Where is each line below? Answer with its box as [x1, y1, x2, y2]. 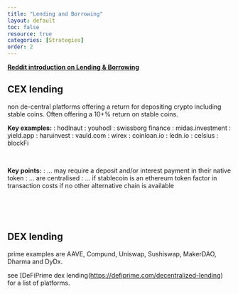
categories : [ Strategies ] [7, 37, 84, 44]
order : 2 [7, 43, 33, 50]
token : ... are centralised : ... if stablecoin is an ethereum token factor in [7, 173, 217, 182]
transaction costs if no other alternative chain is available [7, 181, 174, 190]
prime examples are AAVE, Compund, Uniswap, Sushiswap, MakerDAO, [7, 249, 217, 258]
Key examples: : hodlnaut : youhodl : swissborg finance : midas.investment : [7, 124, 231, 132]
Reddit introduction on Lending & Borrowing [7, 63, 140, 71]
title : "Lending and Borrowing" [7, 10, 103, 18]
